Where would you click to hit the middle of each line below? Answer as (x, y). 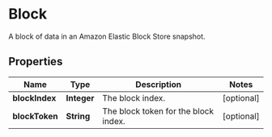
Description (159, 84)
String (78, 116)
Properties (36, 62)
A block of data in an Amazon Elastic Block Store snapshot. (107, 36)
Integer (80, 98)
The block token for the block (158, 111)
